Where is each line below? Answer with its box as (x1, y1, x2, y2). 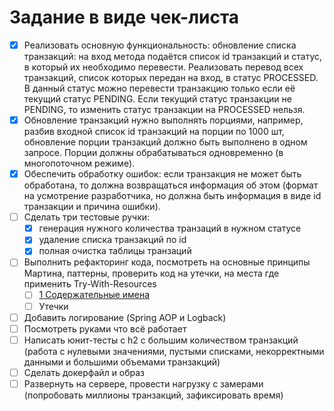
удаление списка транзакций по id (38, 234, 187, 246)
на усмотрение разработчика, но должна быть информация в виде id (23, 190, 322, 202)
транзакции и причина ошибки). (23, 201, 161, 213)
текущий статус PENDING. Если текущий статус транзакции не (23, 93, 292, 105)
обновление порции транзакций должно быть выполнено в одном (23, 136, 308, 148)
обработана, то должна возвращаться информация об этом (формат (23, 179, 319, 191)
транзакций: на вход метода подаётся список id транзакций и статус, (23, 51, 323, 62)
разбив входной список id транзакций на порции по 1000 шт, (23, 126, 285, 138)
